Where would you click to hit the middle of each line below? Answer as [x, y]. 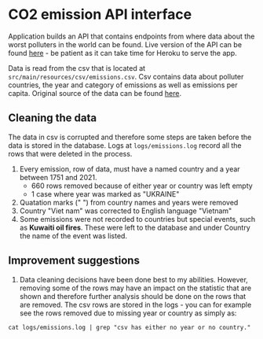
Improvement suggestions [74, 261]
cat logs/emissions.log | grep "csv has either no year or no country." [130, 327]
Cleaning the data [52, 118]
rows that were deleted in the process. [70, 153]
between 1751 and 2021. [58, 177]
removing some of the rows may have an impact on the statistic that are [135, 288]
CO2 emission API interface [100, 15]
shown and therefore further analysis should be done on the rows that [133, 296]
